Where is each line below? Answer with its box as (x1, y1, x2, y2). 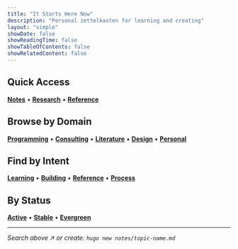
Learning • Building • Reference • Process (7, 174, 136, 182)
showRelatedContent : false (7, 50, 87, 57)
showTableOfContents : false (7, 43, 91, 50)
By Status (7, 194, 51, 206)
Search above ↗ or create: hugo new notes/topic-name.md (7, 233, 176, 242)
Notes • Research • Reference (7, 95, 99, 104)
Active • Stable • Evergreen (7, 214, 91, 222)
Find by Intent (7, 155, 69, 167)
